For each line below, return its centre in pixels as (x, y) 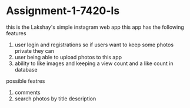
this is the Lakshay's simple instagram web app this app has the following (95, 27)
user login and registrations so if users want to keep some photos (94, 45)
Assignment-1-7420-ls (63, 11)
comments (27, 92)
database (26, 69)
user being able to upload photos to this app (68, 57)
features (16, 33)
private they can (34, 50)
